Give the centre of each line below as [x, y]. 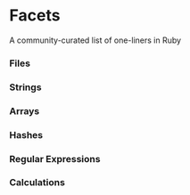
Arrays [25, 110]
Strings [25, 87]
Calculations [37, 183]
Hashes [26, 134]
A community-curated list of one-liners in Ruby [95, 40]
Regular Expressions [55, 158]
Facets [35, 16]
